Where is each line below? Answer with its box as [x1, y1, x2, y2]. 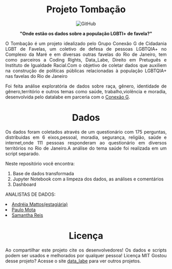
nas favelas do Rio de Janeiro [5, 73, 68, 79]
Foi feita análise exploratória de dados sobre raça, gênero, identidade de [5, 83, 167, 89]
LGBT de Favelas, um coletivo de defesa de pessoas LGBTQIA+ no [5, 46, 167, 52]
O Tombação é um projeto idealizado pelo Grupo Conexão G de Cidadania [5, 40, 167, 47]
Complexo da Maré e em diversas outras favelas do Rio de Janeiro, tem [5, 51, 167, 57]
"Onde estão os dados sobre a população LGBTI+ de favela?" [19, 30, 153, 36]
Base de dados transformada [12, 170, 74, 176]
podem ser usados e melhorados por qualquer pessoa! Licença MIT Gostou [5, 252, 167, 258]
